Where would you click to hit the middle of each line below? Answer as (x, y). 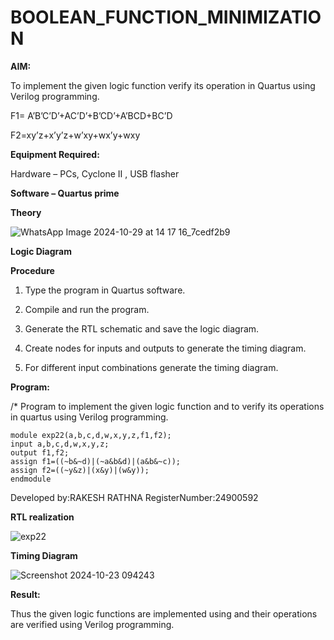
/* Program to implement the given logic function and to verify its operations (167, 406)
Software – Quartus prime (65, 193)
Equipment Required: (55, 154)
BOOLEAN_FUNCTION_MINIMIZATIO (166, 17)
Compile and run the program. (87, 309)
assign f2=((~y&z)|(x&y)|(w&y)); (80, 470)
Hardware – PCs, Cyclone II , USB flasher (95, 173)
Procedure (32, 270)
